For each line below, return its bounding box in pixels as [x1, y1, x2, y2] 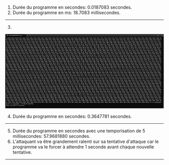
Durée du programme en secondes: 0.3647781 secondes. [12, 113, 132, 120]
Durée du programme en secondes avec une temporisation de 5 [12, 128, 145, 134]
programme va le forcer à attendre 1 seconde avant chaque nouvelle [12, 144, 154, 150]
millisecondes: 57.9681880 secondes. [12, 133, 91, 139]
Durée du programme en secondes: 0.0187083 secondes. [12, 5, 132, 10]
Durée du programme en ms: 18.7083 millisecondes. [12, 10, 121, 16]
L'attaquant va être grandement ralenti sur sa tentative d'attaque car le [12, 138, 159, 145]
